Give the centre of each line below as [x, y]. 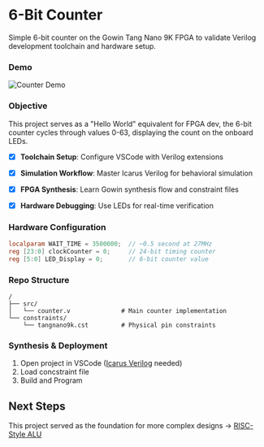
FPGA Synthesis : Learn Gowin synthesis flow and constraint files [130, 189]
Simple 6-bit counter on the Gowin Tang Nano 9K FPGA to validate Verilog [132, 37]
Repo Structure [39, 280]
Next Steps [37, 406]
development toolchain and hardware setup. [82, 46]
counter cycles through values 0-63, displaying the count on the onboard [131, 132]
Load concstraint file [54, 372]
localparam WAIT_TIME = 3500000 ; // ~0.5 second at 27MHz [110, 244]
